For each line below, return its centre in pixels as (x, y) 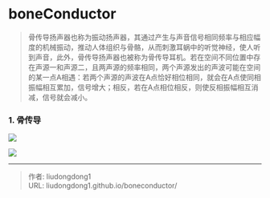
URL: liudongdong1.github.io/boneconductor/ (102, 186)
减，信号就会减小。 (60, 97)
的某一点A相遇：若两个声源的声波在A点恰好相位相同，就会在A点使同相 (144, 77)
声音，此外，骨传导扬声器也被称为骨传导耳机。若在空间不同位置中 (144, 57)
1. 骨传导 (25, 119)
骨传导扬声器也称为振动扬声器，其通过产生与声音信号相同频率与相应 (141, 37)
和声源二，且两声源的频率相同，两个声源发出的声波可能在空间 (158, 67)
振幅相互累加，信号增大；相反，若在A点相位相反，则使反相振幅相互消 (143, 87)
